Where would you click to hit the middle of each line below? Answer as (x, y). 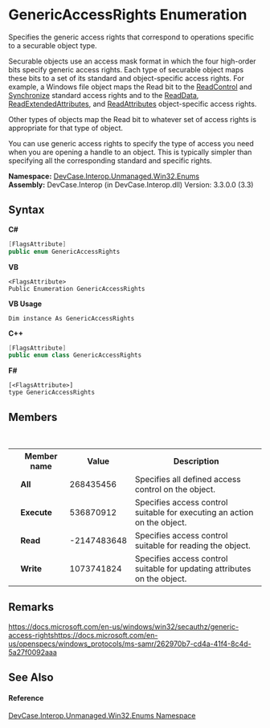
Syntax (27, 210)
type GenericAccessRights (51, 393)
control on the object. (175, 489)
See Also (31, 678)
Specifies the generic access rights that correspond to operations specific (131, 37)
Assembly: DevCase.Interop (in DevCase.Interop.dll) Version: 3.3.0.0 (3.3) (131, 184)
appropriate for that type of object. (65, 128)
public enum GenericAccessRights (64, 252)
